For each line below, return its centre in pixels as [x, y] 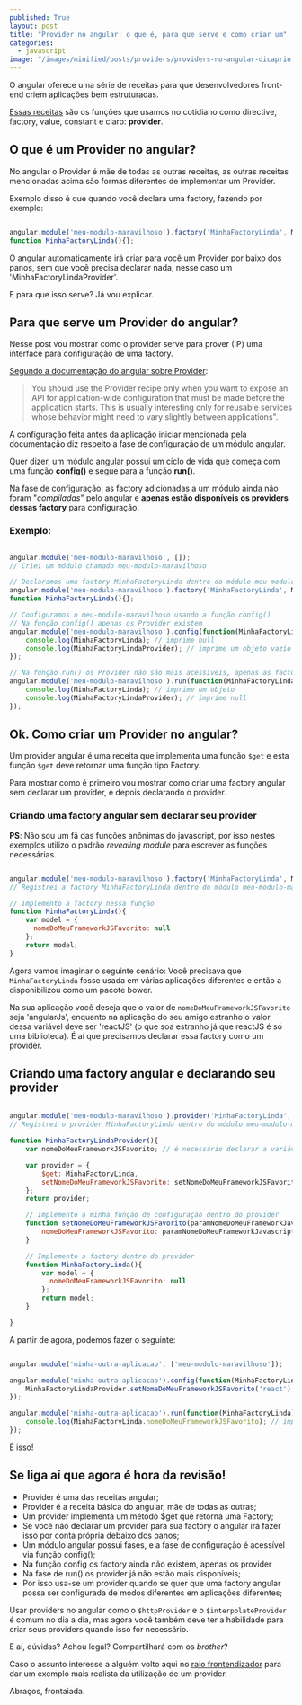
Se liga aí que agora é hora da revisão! [118, 1475]
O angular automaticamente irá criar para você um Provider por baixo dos [146, 258]
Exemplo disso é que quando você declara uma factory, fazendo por [136, 198]
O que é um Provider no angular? [103, 150]
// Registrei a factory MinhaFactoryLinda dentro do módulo [124, 887]
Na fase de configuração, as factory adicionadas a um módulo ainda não [144, 488]
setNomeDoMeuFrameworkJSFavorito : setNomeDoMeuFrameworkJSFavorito [170, 1182]
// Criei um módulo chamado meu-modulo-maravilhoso [108, 566]
